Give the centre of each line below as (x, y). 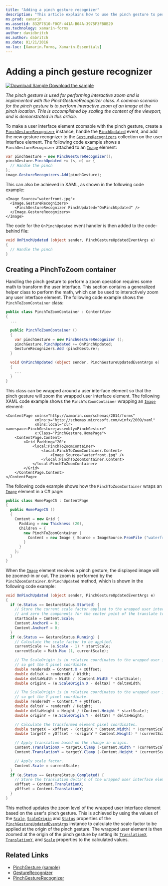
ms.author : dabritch (27, 38)
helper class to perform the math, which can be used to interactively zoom (82, 292)
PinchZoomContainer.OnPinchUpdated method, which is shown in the (75, 581)
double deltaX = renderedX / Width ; (53, 674)
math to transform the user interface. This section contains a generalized (81, 287)
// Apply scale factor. (39, 761)
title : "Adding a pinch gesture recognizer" (53, 10)
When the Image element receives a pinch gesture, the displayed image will (83, 570)
